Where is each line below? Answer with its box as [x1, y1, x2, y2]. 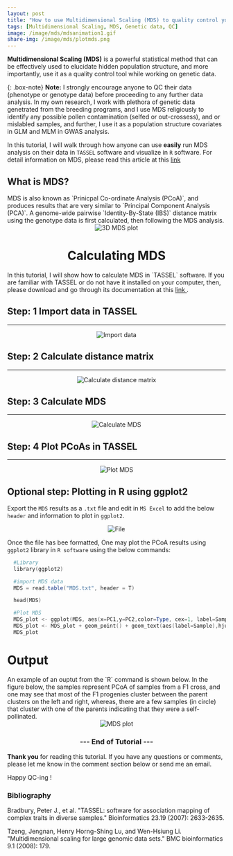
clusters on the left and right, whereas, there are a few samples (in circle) [7, 697, 216, 705]
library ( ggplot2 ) [13, 565, 64, 572]
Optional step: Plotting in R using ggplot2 [7, 486, 189, 497]
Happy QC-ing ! [7, 773, 52, 782]
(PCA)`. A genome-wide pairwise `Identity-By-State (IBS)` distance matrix [7, 209, 217, 217]
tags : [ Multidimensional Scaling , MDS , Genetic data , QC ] [7, 23, 178, 30]
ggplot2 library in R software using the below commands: [7, 545, 171, 554]
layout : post [7, 10, 45, 17]
